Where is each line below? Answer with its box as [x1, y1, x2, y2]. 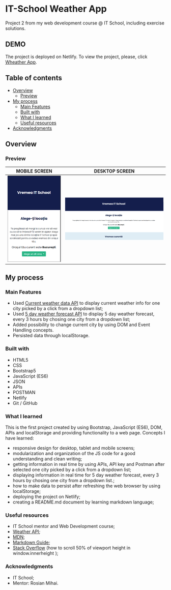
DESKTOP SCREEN [94, 168, 135, 174]
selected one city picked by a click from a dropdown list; [12, 466, 131, 473]
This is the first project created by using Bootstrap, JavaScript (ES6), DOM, [5, 424, 163, 430]
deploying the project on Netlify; [12, 494, 80, 500]
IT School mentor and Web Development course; [12, 523, 116, 529]
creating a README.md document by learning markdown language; [12, 499, 154, 505]
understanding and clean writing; [12, 456, 82, 462]
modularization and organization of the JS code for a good [12, 451, 136, 457]
